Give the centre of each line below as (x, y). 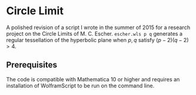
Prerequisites (32, 65)
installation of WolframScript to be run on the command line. (80, 85)
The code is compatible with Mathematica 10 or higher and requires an (93, 79)
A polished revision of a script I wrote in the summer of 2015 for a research (98, 27)
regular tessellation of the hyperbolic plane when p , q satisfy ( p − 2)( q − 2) (98, 40)
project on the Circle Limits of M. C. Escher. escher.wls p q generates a (94, 33)
